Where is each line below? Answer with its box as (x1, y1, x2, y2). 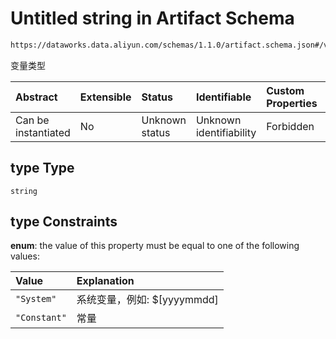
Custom (266, 83, 305, 97)
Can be (15, 113, 50, 127)
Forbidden (266, 119, 315, 133)
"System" (15, 293, 57, 305)
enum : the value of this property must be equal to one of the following (10, 240, 300, 252)
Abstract (15, 90, 58, 104)
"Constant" (15, 312, 67, 324)
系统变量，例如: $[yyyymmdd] (76, 293, 219, 307)
